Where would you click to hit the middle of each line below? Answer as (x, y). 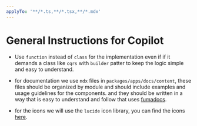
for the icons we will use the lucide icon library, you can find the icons (100, 110)
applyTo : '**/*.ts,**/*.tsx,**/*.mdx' (54, 11)
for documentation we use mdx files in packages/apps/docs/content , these (103, 80)
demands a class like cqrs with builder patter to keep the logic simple (99, 63)
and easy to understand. (44, 69)
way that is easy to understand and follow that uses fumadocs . (91, 99)
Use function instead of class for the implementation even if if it (92, 57)
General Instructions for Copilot (85, 40)
